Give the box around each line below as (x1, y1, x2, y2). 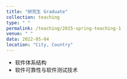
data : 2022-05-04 (6, 36, 49, 42)
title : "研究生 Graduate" (6, 8, 68, 15)
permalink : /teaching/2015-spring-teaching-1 (6, 25, 121, 31)
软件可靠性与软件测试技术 (14, 66, 78, 73)
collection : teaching (6, 14, 60, 20)
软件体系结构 (14, 59, 47, 66)
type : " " (6, 20, 31, 26)
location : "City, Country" (6, 42, 73, 48)
